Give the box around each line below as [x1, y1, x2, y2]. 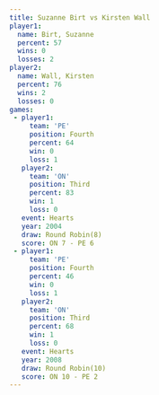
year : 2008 [21, 355, 63, 364]
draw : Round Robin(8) [21, 230, 102, 239]
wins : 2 [17, 88, 47, 97]
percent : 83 [29, 189, 75, 197]
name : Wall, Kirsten [17, 72, 94, 81]
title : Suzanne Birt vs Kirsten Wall [9, 13, 151, 22]
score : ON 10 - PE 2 [21, 372, 99, 382]
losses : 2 [17, 55, 54, 64]
